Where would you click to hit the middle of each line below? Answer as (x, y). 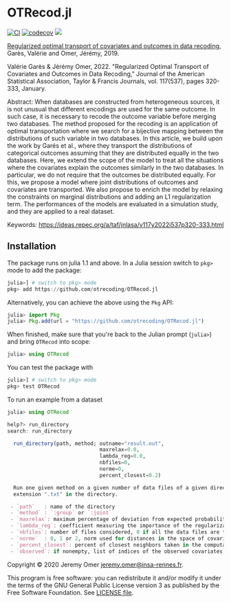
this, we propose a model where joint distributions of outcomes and (102, 182)
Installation (32, 246)
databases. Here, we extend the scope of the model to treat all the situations (115, 160)
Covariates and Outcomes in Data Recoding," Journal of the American (106, 74)
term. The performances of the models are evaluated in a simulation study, (113, 204)
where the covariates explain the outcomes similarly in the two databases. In (115, 167)
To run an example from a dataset (55, 399)
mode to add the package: (44, 270)
